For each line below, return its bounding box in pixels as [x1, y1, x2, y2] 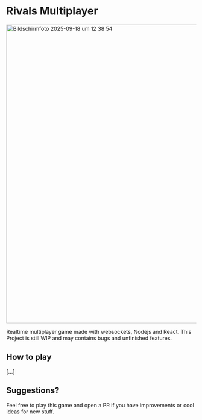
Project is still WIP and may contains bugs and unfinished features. [6, 334, 172, 342]
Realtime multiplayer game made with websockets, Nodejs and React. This [6, 328, 192, 335]
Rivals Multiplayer [6, 4, 98, 18]
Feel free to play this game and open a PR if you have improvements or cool [6, 401, 194, 409]
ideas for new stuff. [6, 408, 54, 415]
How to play [6, 352, 52, 362]
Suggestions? [6, 386, 60, 396]
